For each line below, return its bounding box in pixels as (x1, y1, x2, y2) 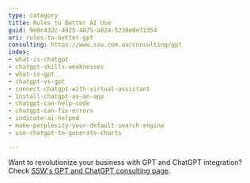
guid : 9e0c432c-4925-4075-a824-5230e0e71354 (8, 26, 157, 34)
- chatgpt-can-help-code (8, 99, 90, 107)
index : (8, 48, 30, 56)
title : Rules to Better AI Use (8, 19, 112, 27)
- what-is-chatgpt (8, 56, 69, 64)
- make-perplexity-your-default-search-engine (8, 121, 165, 129)
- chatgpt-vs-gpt (8, 77, 66, 85)
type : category (8, 11, 59, 20)
